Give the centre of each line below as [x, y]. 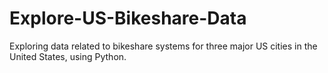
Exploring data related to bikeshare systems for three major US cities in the [163, 46]
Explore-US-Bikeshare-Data [128, 18]
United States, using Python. [68, 56]
